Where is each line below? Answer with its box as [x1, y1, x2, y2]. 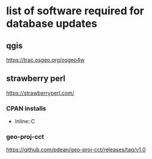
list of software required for [6, 4, 144, 18]
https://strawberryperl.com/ [6, 89, 75, 96]
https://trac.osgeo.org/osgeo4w [6, 57, 85, 63]
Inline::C [14, 118, 36, 125]
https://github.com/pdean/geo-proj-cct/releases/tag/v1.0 [6, 146, 146, 153]
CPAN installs [6, 104, 46, 113]
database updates [6, 17, 98, 30]
